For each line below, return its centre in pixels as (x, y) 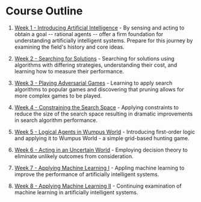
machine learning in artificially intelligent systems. (76, 192)
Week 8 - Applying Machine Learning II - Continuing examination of (98, 186)
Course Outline (44, 11)
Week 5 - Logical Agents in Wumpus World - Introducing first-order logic (105, 132)
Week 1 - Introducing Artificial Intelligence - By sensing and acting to (99, 28)
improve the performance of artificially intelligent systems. (87, 174)
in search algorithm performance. (56, 120)
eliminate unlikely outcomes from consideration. (74, 156)
